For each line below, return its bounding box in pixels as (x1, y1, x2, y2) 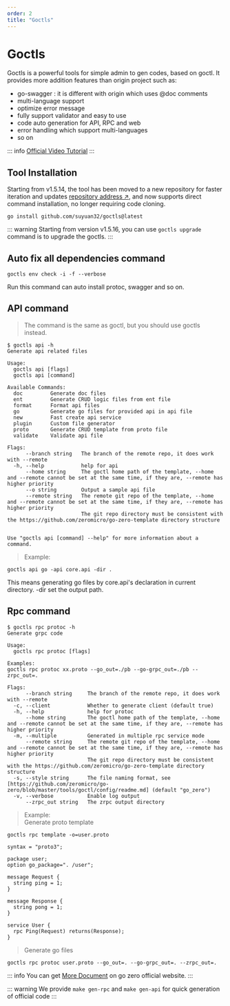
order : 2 (7, 10, 32, 17)
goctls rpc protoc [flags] (13, 648, 91, 655)
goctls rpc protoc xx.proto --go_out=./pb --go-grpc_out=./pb (7, 666, 189, 673)
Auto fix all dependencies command (7, 252, 165, 264)
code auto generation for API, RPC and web (17, 119, 141, 127)
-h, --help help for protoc (13, 708, 134, 715)
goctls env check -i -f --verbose (7, 271, 107, 278)
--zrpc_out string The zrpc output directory (25, 799, 165, 805)
